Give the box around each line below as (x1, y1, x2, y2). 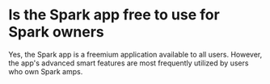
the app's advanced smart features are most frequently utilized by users (8, 58, 249, 68)
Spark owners (8, 23, 105, 41)
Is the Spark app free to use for (8, 6, 220, 24)
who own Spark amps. (8, 66, 83, 76)
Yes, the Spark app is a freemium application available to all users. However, (8, 49, 263, 59)
